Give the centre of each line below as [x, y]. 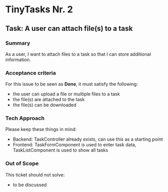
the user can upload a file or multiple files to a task [66, 94]
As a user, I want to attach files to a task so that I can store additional [78, 54]
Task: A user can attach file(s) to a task [69, 28]
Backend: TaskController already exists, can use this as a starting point [88, 139]
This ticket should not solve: [35, 175]
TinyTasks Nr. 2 [39, 9]
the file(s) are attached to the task [49, 100]
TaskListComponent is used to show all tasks [60, 150]
